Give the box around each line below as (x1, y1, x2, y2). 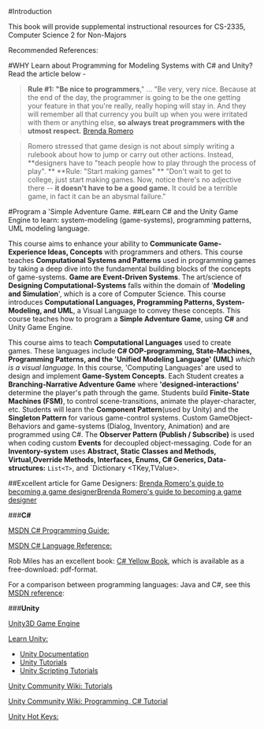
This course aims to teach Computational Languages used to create (8, 338, 232, 347)
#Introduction (8, 7, 53, 16)
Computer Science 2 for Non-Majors (8, 31, 127, 39)
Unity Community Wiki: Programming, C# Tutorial (8, 697, 168, 705)
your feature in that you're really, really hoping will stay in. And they (27, 102, 247, 110)
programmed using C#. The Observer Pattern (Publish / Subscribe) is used (8, 430, 255, 439)
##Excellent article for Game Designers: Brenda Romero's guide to (8, 479, 225, 487)
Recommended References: (8, 46, 99, 54)
